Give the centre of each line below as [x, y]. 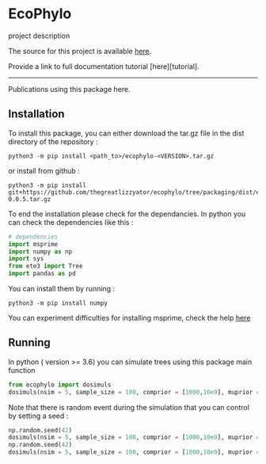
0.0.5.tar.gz [30, 199]
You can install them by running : [62, 289]
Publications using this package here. [69, 89]
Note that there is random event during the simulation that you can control [129, 407]
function [22, 370]
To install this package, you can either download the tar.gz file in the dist [126, 133]
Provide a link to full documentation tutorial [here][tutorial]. [104, 66]
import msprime [33, 244]
